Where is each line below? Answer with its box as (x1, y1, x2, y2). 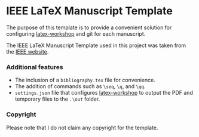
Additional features (6, 63, 64, 71)
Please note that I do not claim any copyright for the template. (6, 124, 158, 131)
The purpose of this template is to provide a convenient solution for (6, 24, 172, 31)
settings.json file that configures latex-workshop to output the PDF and (14, 89, 193, 96)
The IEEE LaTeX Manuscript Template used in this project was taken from (6, 42, 186, 49)
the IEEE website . (6, 48, 49, 55)
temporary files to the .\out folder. (14, 95, 100, 102)
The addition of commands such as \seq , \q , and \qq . (14, 83, 146, 90)
